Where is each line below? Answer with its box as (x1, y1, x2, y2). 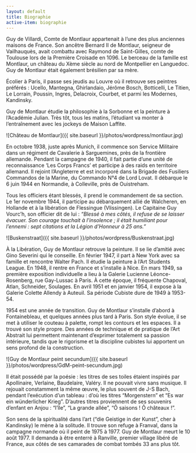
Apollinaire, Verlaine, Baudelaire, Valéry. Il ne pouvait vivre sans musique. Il (6, 379, 187, 387)
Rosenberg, (6, 277, 34, 284)
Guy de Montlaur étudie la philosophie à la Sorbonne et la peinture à (6, 108, 170, 115)
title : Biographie (6, 14, 51, 20)
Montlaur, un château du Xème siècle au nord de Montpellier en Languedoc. (6, 60, 189, 67)
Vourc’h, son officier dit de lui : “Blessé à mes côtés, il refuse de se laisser (6, 210, 185, 217)
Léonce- (150, 271, 171, 278)
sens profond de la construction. (6, 344, 85, 352)
